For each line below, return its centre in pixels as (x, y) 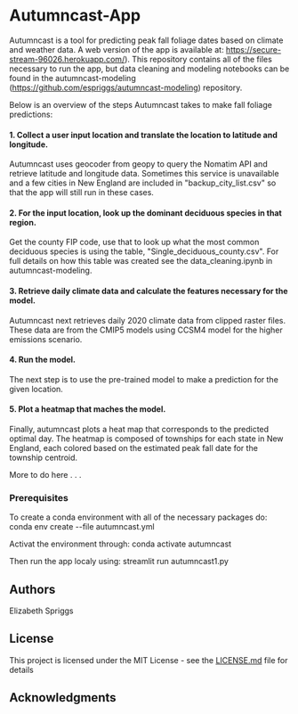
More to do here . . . (45, 474)
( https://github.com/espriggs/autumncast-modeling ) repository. (126, 87)
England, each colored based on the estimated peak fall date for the (133, 447)
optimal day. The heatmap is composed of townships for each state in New (146, 439)
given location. (36, 389)
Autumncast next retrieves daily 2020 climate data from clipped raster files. (148, 320)
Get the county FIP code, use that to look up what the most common (134, 242)
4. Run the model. (43, 360)
